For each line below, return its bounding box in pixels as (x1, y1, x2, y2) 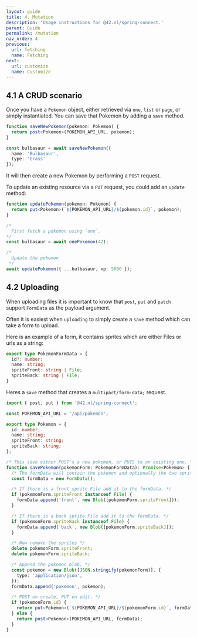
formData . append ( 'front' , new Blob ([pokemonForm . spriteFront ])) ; (16, 497, 180, 503)
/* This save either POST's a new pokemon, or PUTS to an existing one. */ (6, 459, 195, 465)
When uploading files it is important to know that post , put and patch (6, 298, 171, 305)
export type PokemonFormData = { (6, 351, 88, 357)
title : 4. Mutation (6, 14, 54, 20)
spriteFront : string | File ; (11, 367, 83, 373)
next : (6, 58, 19, 63)
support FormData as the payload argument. (6, 304, 111, 311)
